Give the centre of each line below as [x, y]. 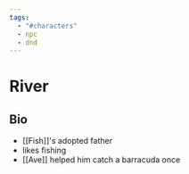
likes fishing [44, 150]
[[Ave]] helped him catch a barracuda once [101, 160]
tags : [19, 17]
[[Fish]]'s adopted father [67, 141]
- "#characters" [47, 26]
